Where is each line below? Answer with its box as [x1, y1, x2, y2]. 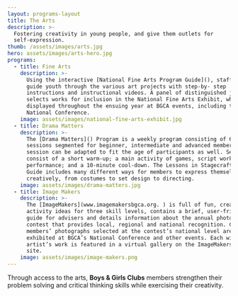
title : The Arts [7, 17, 55, 24]
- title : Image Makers [13, 188, 81, 195]
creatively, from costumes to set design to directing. [25, 175, 195, 182]
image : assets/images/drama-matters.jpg [20, 181, 141, 188]
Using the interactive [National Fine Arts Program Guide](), [25, 76, 214, 84]
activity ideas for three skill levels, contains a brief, [25, 208, 204, 215]
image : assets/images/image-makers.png [20, 254, 138, 261]
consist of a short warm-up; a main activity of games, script [25, 155, 217, 163]
